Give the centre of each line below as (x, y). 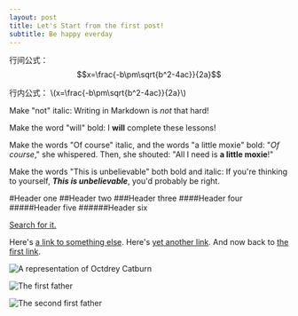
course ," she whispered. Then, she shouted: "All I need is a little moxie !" (141, 154)
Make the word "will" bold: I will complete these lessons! (113, 128)
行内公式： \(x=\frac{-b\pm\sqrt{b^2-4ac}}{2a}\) (98, 93)
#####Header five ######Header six (78, 208)
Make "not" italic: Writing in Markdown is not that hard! (110, 111)
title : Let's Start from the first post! (87, 26)
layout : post (33, 17)
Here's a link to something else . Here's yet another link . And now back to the (149, 242)
